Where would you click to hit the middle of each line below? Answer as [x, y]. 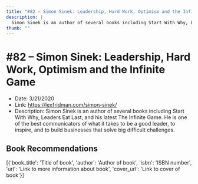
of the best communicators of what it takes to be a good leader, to [95, 124]
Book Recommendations [52, 148]
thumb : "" [18, 28]
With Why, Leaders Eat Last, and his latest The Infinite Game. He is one [101, 117]
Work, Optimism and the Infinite [86, 70]
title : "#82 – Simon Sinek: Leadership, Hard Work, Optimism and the [93, 11]
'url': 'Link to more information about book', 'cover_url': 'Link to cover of [93, 169]
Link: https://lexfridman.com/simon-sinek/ [66, 105]
